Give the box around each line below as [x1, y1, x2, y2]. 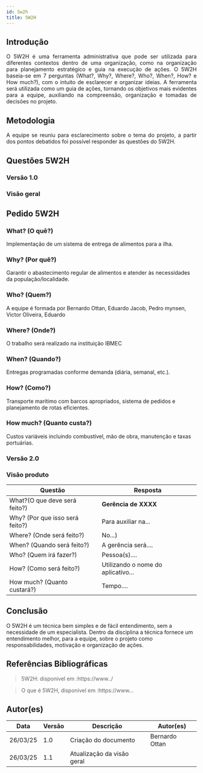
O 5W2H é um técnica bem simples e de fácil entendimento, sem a [6, 622, 172, 629]
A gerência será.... [101, 541, 153, 549]
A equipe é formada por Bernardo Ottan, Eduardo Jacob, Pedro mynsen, [6, 304, 186, 311]
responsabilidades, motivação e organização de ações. [6, 641, 144, 648]
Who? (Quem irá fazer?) [9, 551, 77, 559]
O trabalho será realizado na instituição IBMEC [6, 339, 122, 347]
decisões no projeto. [6, 98, 57, 105]
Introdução [6, 37, 49, 47]
